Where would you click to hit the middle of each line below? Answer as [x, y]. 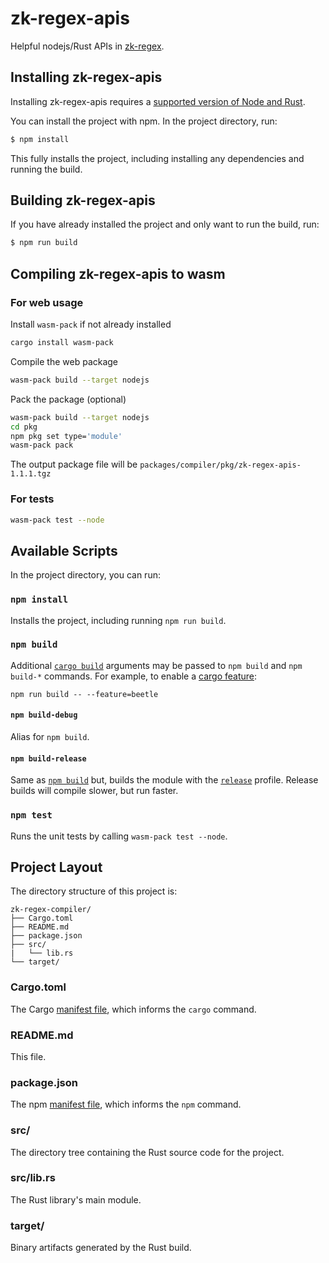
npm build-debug [44, 715]
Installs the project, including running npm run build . [118, 620]
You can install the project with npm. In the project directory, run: [144, 121]
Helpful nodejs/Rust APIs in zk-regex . [87, 46]
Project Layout [56, 867]
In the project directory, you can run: [85, 575]
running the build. [46, 169]
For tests [32, 499]
